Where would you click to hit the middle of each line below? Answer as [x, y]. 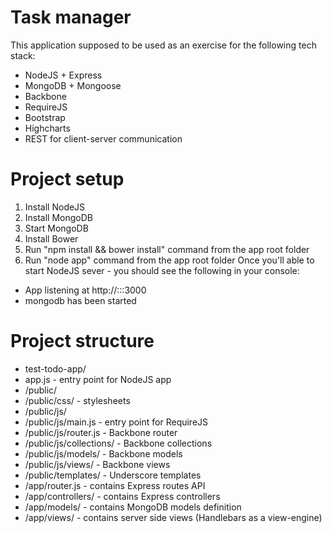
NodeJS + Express [63, 75]
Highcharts [47, 128]
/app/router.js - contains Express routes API [115, 485]
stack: [23, 55]
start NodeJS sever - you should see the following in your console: [162, 270]
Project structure [82, 341]
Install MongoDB [59, 217]
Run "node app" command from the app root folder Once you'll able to [169, 260]
